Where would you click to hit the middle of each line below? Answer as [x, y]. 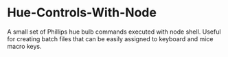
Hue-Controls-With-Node [82, 13]
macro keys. [25, 46]
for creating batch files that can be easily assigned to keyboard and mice [110, 38]
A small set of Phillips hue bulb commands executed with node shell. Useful [114, 32]
